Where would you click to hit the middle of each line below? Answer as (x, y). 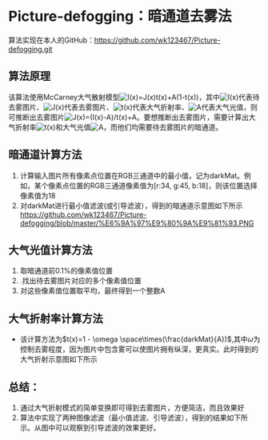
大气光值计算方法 (50, 250)
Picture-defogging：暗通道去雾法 (120, 16)
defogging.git (30, 49)
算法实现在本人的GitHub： (51, 40)
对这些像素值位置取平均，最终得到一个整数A (92, 291)
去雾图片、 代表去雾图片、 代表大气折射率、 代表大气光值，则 (133, 107)
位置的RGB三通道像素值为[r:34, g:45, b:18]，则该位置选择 (163, 186)
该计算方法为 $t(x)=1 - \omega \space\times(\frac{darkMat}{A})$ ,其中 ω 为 (140, 339)
